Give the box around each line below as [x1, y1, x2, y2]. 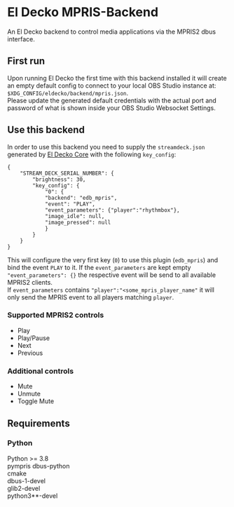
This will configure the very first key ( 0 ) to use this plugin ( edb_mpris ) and [7, 255, 219, 264]
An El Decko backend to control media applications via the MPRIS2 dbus [7, 27, 216, 36]
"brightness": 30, [32, 176, 86, 183]
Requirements [7, 417, 70, 429]
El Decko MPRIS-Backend [7, 4, 159, 20]
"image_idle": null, [44, 212, 105, 219]
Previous [17, 349, 43, 357]
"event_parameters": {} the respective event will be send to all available [7, 271, 216, 279]
